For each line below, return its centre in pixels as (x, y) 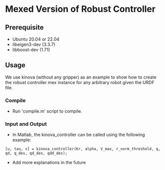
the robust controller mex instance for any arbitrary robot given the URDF (80, 82)
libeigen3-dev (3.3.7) (34, 44)
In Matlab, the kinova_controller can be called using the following (79, 135)
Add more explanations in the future (49, 163)
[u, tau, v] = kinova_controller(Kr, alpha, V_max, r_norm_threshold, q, (83, 149)
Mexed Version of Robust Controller (81, 9)
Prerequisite (25, 27)
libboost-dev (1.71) (31, 50)
